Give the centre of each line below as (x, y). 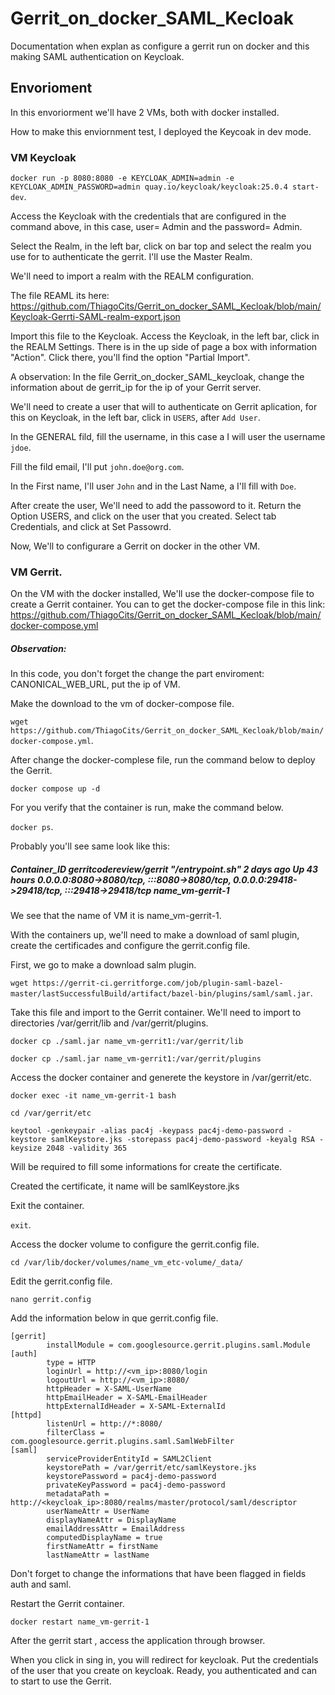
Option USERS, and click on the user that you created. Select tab (143, 516)
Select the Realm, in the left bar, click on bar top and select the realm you (161, 246)
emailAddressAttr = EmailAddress (116, 1529)
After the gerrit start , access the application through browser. (138, 1641)
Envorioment (51, 88)
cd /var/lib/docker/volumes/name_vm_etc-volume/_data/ (127, 1263)
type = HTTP (71, 1363)
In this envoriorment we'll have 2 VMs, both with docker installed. (145, 112)
